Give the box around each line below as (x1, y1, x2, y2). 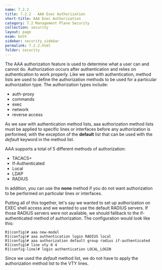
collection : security (5, 25, 49, 30)
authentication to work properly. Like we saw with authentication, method (5, 71, 151, 77)
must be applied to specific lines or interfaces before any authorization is (5, 126, 151, 132)
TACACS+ (12, 155, 32, 161)
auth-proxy (12, 91, 35, 97)
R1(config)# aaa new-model (5, 230, 59, 235)
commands (12, 96, 35, 102)
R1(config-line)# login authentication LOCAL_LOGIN (5, 247, 111, 252)
